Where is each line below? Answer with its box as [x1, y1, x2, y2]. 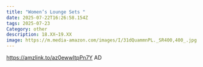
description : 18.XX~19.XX [6, 32, 72, 38]
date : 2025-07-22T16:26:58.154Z [6, 15, 88, 21]
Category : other [6, 26, 47, 32]
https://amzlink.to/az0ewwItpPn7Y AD [6, 54, 102, 61]
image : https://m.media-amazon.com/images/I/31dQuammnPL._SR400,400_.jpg [6, 37, 198, 43]
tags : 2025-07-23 [6, 20, 50, 26]
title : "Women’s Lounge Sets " [6, 9, 86, 15]
